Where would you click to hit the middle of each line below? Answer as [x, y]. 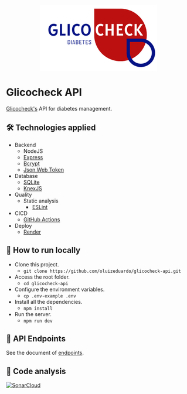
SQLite [31, 182]
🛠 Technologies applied [51, 128]
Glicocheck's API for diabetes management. [59, 108]
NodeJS [33, 151]
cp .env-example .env [50, 296]
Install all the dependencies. [48, 302]
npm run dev [38, 321]
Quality [23, 194]
